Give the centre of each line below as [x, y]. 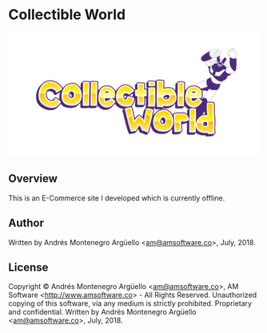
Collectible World [67, 15]
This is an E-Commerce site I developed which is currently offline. [117, 198]
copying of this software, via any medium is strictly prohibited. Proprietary [130, 303]
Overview [33, 178]
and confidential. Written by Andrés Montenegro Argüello [102, 312]
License [28, 268]
